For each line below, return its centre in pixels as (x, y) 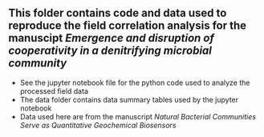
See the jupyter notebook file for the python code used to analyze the (135, 83)
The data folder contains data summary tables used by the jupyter (129, 99)
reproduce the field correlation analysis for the (128, 26)
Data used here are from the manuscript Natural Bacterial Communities (138, 116)
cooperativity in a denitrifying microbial (110, 51)
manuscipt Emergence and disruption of (112, 38)
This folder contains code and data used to (118, 13)
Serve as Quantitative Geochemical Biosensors (98, 125)
